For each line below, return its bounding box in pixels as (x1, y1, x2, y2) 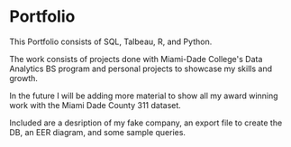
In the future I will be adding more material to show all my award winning (9, 90, 278, 101)
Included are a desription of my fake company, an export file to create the (9, 117, 283, 128)
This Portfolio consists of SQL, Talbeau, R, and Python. (9, 36, 213, 47)
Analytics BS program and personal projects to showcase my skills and (9, 63, 273, 74)
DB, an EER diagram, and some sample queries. (9, 126, 186, 137)
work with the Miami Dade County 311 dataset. (9, 99, 182, 110)
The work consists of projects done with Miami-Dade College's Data (9, 53, 263, 64)
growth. (9, 72, 39, 83)
